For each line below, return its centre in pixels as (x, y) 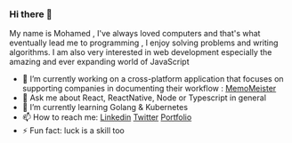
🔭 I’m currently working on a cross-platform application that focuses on (153, 79)
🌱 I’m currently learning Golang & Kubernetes (105, 107)
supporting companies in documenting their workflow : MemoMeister (149, 89)
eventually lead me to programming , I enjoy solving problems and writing (144, 43)
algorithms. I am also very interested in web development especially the (141, 52)
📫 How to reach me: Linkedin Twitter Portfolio (107, 117)
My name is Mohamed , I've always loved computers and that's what (135, 34)
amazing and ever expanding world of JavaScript (99, 62)
